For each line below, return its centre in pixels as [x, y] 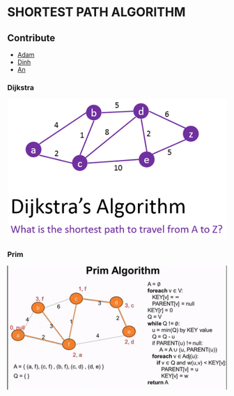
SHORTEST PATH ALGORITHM [96, 12]
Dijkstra [21, 87]
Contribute [31, 38]
